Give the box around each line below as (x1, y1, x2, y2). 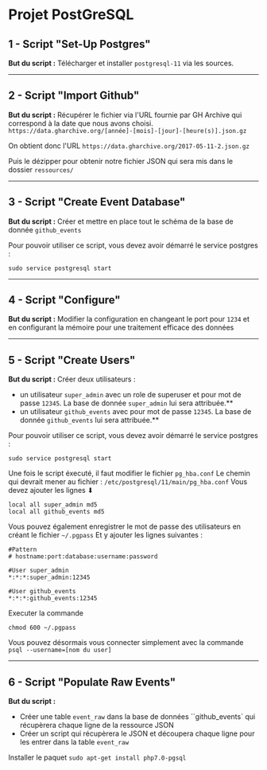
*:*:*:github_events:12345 (8, 595, 98, 603)
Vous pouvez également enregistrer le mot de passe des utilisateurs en (8, 522, 241, 531)
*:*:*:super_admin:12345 (8, 573, 91, 582)
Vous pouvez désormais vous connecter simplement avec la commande (8, 638, 244, 647)
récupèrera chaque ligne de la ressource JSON (19, 721, 174, 730)
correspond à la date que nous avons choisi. (8, 118, 153, 128)
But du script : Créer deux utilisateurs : (8, 374, 136, 384)
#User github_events (8, 588, 77, 596)
